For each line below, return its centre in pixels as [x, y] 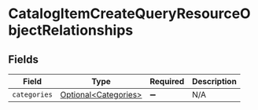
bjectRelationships [71, 30]
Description [214, 81]
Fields [24, 59]
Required [167, 81]
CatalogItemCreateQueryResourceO [129, 14]
